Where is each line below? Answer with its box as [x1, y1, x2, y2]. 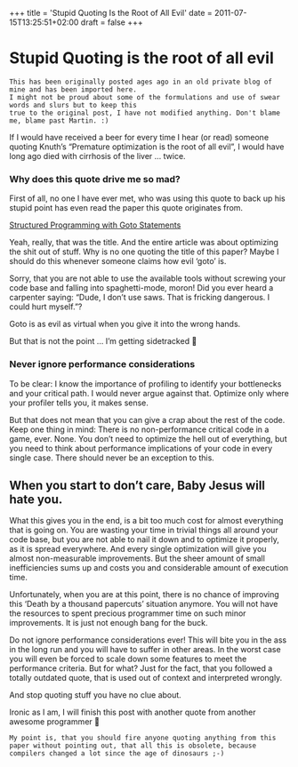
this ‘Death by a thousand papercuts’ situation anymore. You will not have [9, 599, 278, 610]
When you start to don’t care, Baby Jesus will [9, 477, 265, 492]
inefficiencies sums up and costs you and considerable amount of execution [9, 563, 289, 573]
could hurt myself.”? [9, 301, 83, 312]
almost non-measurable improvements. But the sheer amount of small [9, 553, 265, 563]
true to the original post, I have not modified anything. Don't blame [9, 108, 280, 117]
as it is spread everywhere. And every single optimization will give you [9, 544, 267, 555]
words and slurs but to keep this [9, 100, 138, 109]
